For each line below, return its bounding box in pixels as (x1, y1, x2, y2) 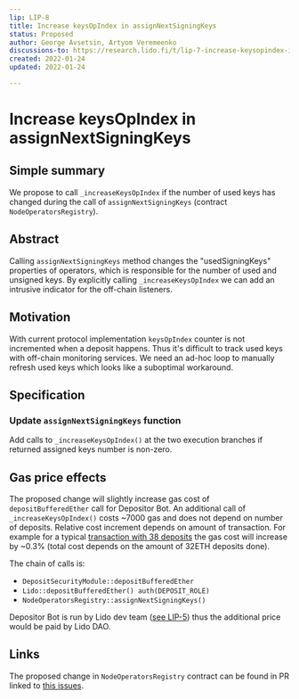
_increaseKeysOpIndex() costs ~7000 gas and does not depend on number (9, 513, 283, 522)
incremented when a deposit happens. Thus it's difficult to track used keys (9, 342, 283, 353)
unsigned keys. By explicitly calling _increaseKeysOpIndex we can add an (9, 274, 276, 285)
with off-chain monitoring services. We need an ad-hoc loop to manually (9, 352, 275, 363)
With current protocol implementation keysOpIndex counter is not (9, 333, 246, 344)
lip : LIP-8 (9, 12, 50, 22)
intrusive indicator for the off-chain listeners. (9, 284, 174, 294)
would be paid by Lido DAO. (9, 621, 111, 631)
